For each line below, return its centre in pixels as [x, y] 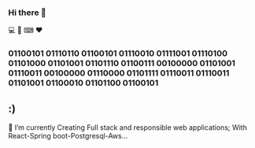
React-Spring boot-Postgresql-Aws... [68, 136]
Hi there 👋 [28, 13]
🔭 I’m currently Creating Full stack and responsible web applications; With [128, 128]
